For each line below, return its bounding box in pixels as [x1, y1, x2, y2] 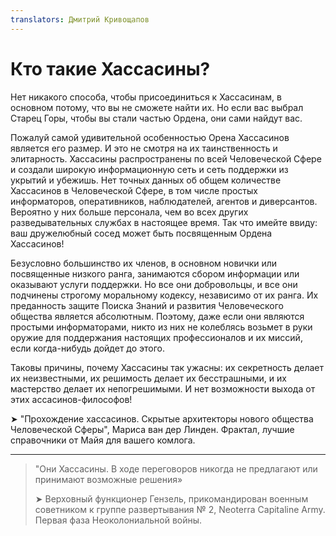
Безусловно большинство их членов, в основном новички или [10, 257, 278, 269]
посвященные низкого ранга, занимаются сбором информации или [10, 267, 300, 280]
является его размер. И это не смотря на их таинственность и [10, 142, 278, 154]
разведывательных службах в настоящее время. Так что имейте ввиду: [10, 216, 318, 228]
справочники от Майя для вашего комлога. [10, 434, 196, 446]
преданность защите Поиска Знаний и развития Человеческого [10, 299, 285, 311]
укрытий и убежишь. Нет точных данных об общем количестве [10, 174, 282, 186]
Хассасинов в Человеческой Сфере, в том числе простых [10, 184, 258, 196]
